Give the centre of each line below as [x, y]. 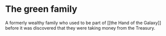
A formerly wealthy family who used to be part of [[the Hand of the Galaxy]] [83, 23]
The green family [41, 9]
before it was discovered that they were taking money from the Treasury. [80, 28]
